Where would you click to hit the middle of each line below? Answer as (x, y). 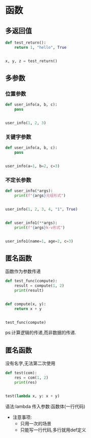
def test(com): (21, 373)
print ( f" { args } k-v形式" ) (40, 227)
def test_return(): (26, 43)
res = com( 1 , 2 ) (32, 378)
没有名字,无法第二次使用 (30, 363)
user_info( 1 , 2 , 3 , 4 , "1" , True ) (42, 209)
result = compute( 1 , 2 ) (39, 286)
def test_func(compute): (31, 281)
